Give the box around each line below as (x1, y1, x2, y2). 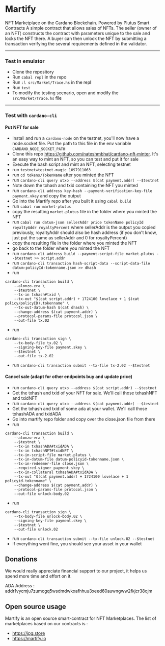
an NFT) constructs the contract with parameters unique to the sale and (5, 30, 150, 36)
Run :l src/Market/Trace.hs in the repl (12, 79, 92, 85)
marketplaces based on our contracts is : (5, 621, 88, 627)
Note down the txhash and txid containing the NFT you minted (12, 183, 138, 189)
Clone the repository (12, 69, 54, 75)
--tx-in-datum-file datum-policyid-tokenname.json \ (14, 456, 124, 462)
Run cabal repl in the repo (12, 74, 67, 80)
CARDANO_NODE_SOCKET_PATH (12, 147, 65, 152)
